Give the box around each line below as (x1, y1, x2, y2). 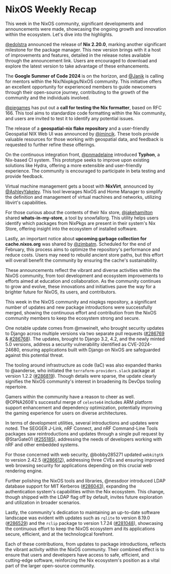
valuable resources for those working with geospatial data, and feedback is (5, 136, 164, 142)
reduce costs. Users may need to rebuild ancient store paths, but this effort (5, 251, 163, 258)
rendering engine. (5, 468, 43, 474)
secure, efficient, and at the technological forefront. (5, 531, 114, 537)
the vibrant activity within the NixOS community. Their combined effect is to (5, 546, 165, 553)
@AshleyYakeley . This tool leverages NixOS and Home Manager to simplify (5, 188, 163, 195)
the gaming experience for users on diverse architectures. (5, 410, 128, 416)
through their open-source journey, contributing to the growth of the (5, 89, 149, 95)
